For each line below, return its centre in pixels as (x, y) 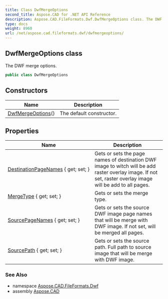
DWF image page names (123, 214)
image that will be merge (123, 253)
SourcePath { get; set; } (35, 250)
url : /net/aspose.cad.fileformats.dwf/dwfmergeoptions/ (64, 33)
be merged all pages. (119, 233)
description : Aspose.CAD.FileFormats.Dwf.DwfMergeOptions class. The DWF (84, 19)
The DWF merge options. (31, 65)
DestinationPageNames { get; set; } (49, 169)
